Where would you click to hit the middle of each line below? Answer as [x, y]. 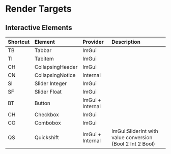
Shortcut [19, 42]
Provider [93, 42]
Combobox [48, 123]
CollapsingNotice [55, 75]
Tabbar [43, 50]
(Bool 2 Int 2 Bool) [133, 144]
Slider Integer [51, 83]
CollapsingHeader [56, 67]
